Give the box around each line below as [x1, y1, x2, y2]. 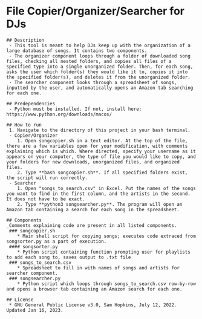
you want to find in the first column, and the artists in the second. [6, 191, 191, 197]
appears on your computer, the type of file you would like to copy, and [6, 153, 197, 160]
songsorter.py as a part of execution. [6, 238, 107, 245]
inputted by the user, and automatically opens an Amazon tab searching [6, 85, 194, 91]
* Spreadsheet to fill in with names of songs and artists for [17, 265, 180, 271]
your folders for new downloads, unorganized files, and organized [6, 159, 180, 165]
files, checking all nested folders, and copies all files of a [6, 58, 172, 64]
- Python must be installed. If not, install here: [8, 106, 142, 112]
